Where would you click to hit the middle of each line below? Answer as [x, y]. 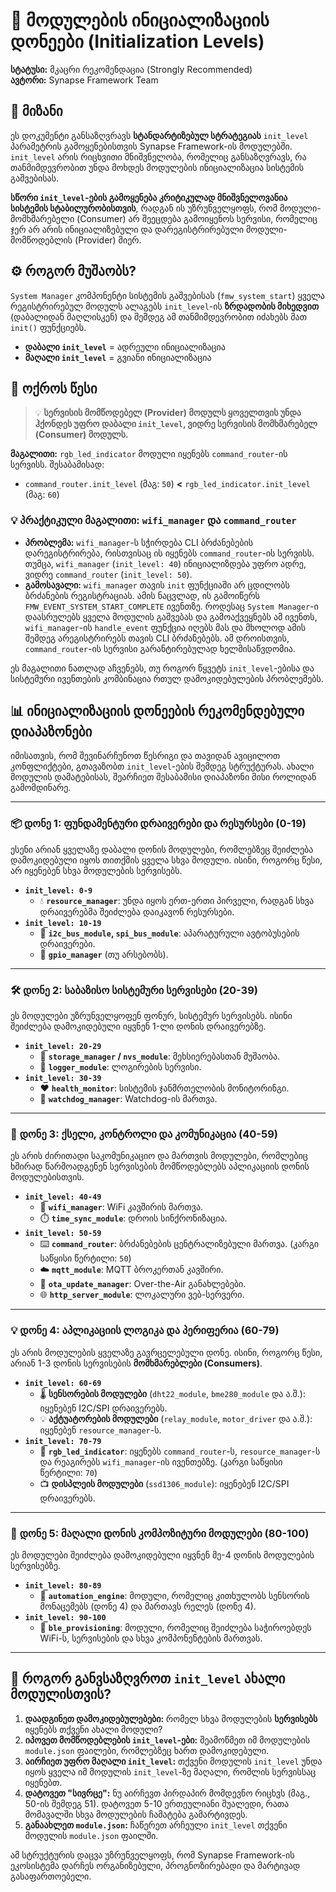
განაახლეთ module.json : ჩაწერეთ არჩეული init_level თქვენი [156, 1825]
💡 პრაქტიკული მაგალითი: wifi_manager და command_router [153, 521]
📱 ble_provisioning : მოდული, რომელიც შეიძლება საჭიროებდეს [175, 1627]
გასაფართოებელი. [51, 1876]
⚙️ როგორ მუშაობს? [73, 271]
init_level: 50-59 [63, 1234]
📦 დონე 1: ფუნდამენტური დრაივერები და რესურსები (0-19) [158, 824]
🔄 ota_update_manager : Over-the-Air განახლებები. [143, 1284]
